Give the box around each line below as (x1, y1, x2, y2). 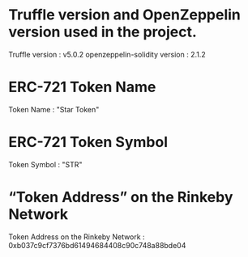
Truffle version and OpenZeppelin (8, 6, 241, 24)
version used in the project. (8, 23, 197, 41)
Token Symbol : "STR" (8, 159, 83, 169)
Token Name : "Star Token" (8, 104, 100, 114)
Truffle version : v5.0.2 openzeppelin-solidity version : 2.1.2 (8, 49, 207, 59)
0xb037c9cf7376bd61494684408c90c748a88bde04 (8, 240, 186, 250)
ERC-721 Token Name (8, 78, 156, 96)
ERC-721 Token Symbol (8, 133, 169, 151)
